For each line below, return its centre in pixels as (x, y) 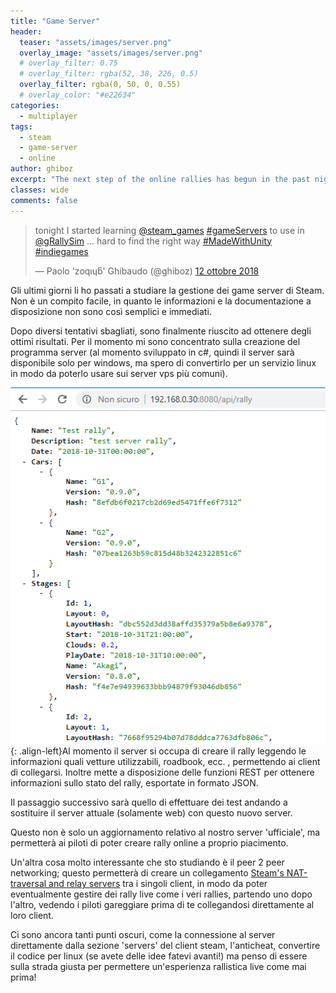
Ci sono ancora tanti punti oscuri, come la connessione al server (143, 935)
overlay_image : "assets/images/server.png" (111, 53)
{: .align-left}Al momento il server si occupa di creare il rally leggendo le (158, 751)
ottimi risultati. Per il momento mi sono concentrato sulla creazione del (155, 341)
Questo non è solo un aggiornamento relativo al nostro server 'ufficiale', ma (165, 832)
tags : (21, 126)
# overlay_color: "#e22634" (78, 95)
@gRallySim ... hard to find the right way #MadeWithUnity (153, 241)
